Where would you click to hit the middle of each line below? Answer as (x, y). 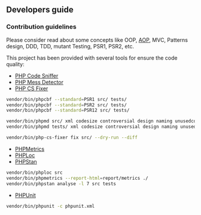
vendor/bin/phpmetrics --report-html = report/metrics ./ (77, 178)
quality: (16, 64)
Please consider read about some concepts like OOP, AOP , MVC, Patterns (97, 40)
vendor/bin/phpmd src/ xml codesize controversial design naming (89, 121)
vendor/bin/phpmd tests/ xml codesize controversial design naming (92, 127)
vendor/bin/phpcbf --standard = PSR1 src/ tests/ (67, 99)
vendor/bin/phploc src (34, 173)
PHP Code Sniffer (36, 76)
